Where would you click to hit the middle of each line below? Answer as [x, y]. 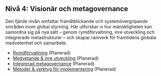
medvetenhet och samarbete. [36, 43]
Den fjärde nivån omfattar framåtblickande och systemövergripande [76, 21]
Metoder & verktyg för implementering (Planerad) [64, 69]
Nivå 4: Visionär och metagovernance [67, 9]
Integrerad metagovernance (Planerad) [53, 63]
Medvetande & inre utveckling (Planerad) [56, 58]
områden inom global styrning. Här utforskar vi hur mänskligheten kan [79, 27]
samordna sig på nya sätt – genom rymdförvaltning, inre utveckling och [80, 32]
